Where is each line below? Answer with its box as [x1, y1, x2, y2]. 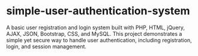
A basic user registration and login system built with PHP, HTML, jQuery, [6, 24, 185, 31]
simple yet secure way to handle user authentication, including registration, [6, 36, 192, 43]
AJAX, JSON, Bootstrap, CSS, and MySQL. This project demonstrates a [6, 30, 182, 37]
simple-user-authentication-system [6, 4, 190, 18]
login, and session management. [6, 43, 87, 50]
